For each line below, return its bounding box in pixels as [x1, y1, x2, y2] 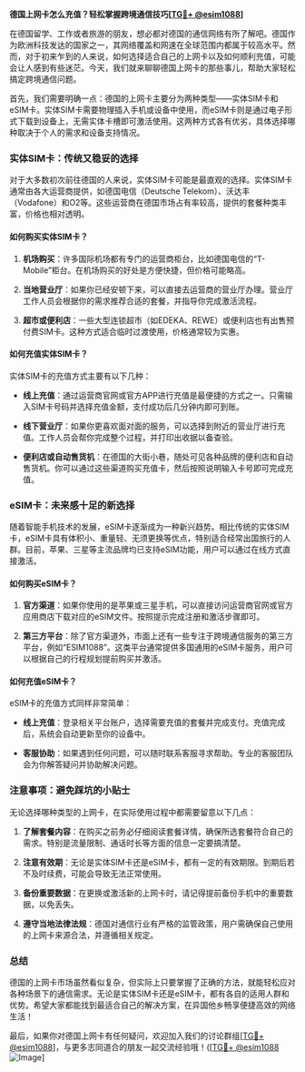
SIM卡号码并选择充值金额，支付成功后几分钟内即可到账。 [30, 400, 245, 412]
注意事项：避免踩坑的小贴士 [9, 784, 131, 797]
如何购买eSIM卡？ [9, 578, 77, 589]
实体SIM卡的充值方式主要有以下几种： [9, 370, 152, 381]
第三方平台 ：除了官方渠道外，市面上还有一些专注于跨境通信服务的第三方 [22, 631, 293, 642]
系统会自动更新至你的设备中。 [38, 728, 151, 740]
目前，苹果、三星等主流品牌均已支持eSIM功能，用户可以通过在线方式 [25, 544, 283, 554]
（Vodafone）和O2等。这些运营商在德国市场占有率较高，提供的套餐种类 [9, 197, 280, 208]
